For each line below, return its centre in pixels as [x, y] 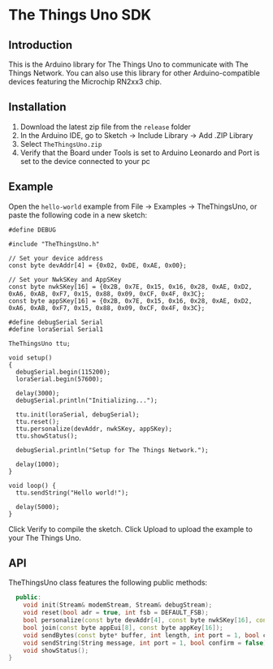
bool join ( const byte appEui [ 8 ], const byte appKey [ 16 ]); [123, 628]
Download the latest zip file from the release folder [105, 127]
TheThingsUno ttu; [39, 343]
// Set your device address [56, 258]
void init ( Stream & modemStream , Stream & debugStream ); [118, 605]
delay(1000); [38, 464]
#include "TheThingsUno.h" [54, 244]
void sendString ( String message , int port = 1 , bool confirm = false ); [147, 643]
